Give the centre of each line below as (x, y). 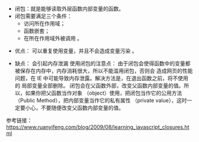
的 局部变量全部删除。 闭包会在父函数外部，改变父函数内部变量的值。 (99, 85)
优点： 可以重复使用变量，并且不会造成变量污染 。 (76, 51)
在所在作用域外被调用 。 (53, 38)
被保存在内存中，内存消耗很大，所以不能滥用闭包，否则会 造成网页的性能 (104, 71)
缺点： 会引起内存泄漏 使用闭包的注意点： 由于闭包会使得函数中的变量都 (102, 63)
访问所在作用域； (44, 23)
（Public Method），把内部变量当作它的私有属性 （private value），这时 (101, 100)
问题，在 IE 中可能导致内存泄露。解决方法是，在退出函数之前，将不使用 (101, 78)
